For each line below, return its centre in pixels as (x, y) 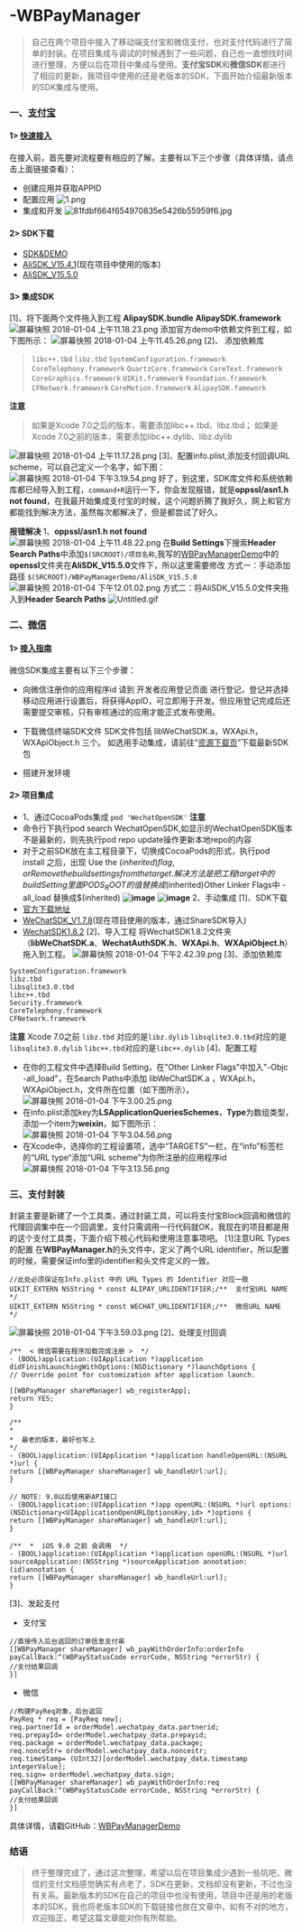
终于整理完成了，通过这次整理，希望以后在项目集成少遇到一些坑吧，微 (162, 1873)
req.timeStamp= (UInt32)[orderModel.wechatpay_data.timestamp (128, 1759)
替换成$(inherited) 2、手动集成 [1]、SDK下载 (170, 897)
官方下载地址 (46, 909)
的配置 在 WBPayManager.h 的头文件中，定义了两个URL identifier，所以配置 (150, 1249)
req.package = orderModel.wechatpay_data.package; (106, 1743)
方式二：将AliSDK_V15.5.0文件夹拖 (225, 588)
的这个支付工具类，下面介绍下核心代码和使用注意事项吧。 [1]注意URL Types (150, 1237)
